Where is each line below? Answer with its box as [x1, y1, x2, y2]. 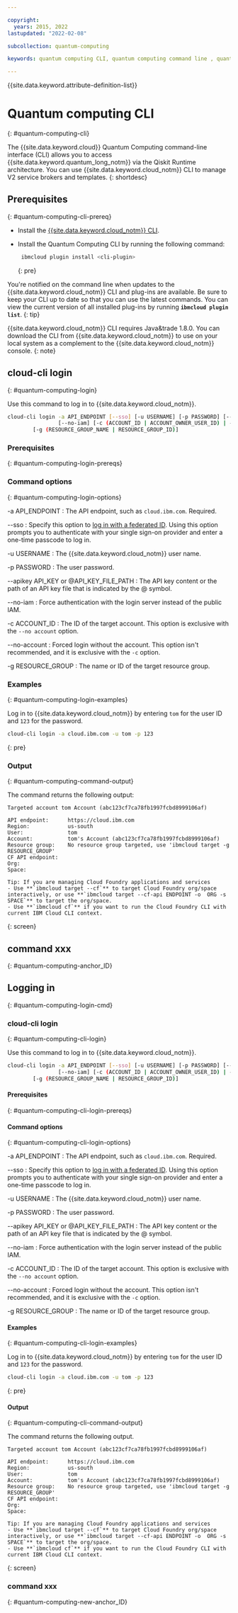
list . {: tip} [7, 310, 40, 319]
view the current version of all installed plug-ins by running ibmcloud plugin [7, 302, 229, 311]
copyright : [7, 16, 40, 23]
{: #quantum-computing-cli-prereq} [7, 212, 112, 220]
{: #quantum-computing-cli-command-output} [7, 1418, 144, 1427]
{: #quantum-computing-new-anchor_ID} [7, 1597, 127, 1606]
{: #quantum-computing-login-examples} [7, 696, 128, 704]
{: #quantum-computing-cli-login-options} [7, 1138, 131, 1147]
